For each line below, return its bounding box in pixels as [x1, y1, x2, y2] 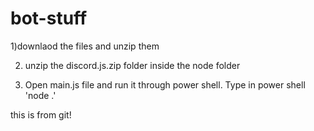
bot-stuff [10, 7, 88, 30]
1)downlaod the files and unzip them [10, 40, 160, 52]
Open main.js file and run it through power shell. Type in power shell [24, 78, 306, 91]
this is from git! [10, 108, 72, 121]
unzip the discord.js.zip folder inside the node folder [24, 59, 241, 71]
